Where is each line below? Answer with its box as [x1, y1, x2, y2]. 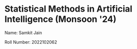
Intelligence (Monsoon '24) [4, 14, 117, 25]
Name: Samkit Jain [4, 30, 42, 35]
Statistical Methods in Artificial [4, 3, 133, 15]
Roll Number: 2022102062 [4, 39, 57, 45]
